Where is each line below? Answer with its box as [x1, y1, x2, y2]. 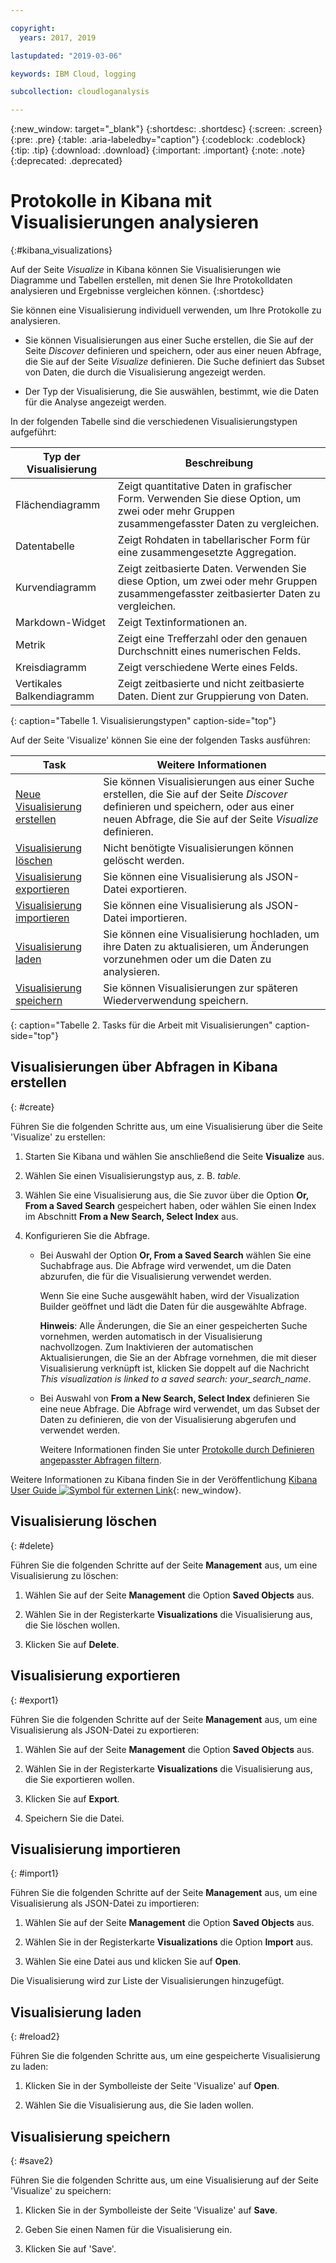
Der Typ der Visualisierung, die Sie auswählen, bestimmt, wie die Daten [24, 386, 319, 398]
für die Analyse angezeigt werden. [24, 396, 167, 408]
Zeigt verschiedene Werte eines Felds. [117, 661, 298, 675]
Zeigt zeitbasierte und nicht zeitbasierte [117, 677, 305, 691]
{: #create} [10, 1101, 55, 1113]
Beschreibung [184, 456, 254, 470]
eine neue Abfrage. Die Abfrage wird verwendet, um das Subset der [39, 1402, 321, 1415]
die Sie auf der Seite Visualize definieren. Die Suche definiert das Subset [24, 356, 325, 368]
